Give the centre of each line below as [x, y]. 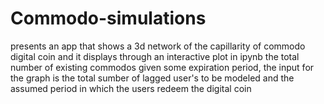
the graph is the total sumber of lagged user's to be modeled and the [152, 78]
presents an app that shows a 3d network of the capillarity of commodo [158, 46]
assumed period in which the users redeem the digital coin [131, 88]
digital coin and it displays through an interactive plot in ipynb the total [155, 56]
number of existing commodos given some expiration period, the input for [162, 67]
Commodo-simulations [108, 18]
